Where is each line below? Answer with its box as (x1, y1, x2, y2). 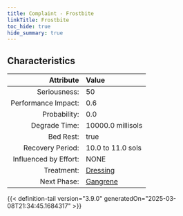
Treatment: (44, 166, 79, 175)
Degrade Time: (30, 121, 79, 130)
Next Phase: (39, 177, 79, 186)
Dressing (86, 166, 115, 175)
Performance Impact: (10, 98, 79, 108)
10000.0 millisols (86, 121, 143, 130)
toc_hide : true (7, 23, 51, 30)
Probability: (42, 110, 79, 119)
